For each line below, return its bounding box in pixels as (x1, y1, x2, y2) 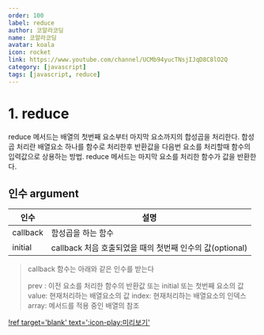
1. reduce (8, 105, 70, 123)
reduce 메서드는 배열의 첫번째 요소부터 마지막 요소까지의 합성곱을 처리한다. (8, 131, 240, 141)
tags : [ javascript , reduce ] (8, 70, 101, 78)
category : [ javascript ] (8, 63, 87, 71)
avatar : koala (8, 41, 55, 49)
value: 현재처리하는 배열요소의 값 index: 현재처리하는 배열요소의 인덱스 (27, 291, 247, 301)
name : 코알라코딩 (8, 33, 57, 42)
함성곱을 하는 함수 (51, 227, 115, 238)
